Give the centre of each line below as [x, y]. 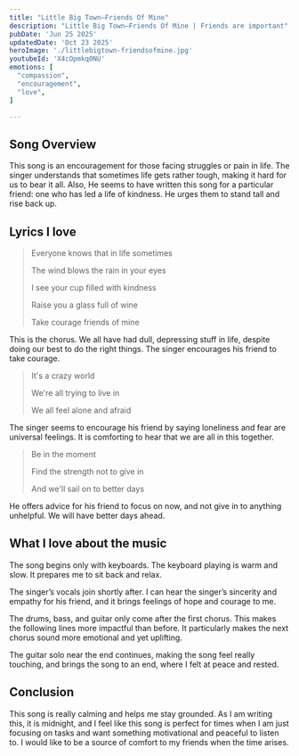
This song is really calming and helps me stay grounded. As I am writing [141, 713]
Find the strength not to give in [87, 472]
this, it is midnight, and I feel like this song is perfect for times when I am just [149, 723]
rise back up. [33, 204]
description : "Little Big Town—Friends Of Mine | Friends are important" [149, 26]
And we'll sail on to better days [88, 489]
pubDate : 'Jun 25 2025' [53, 34]
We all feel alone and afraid [81, 410]
